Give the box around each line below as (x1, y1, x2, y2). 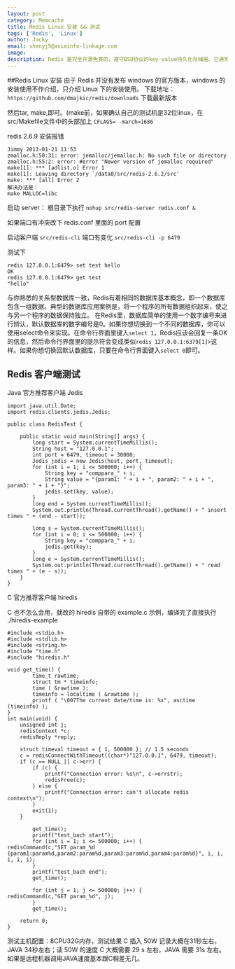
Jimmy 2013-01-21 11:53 (7, 146, 77, 153)
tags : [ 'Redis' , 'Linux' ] (7, 29, 83, 37)
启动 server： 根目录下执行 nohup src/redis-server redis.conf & (7, 203, 196, 211)
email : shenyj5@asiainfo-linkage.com (7, 43, 117, 50)
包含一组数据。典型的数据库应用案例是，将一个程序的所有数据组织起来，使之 (7, 302, 228, 310)
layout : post (7, 10, 45, 18)
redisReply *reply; (20, 733, 77, 741)
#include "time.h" (7, 648, 61, 655)
